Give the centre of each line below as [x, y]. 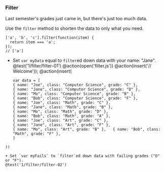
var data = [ [26, 81]
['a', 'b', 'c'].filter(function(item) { [50, 38]
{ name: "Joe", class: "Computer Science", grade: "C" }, [75, 85]
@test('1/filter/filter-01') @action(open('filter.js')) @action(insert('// [82, 66]
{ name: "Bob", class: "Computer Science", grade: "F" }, [75, 98]
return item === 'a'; [33, 42]
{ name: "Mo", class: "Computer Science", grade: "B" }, [74, 94]
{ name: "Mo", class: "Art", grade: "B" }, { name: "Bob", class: [87, 129]
